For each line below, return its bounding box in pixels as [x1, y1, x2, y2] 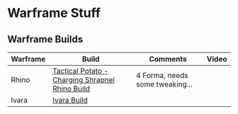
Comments [148, 55, 187, 64]
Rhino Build [52, 84, 91, 93]
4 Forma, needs [135, 71, 188, 80]
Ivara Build [52, 96, 88, 105]
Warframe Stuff [7, 5, 101, 21]
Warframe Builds [7, 33, 84, 45]
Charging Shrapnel [52, 75, 115, 84]
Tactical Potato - [52, 66, 109, 76]
